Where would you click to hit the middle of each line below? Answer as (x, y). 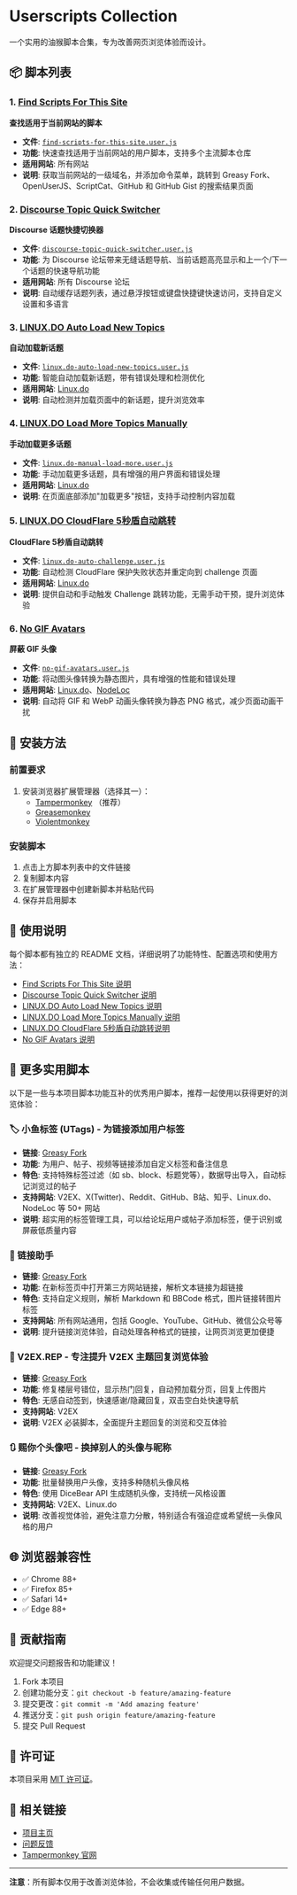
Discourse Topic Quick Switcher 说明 (89, 995)
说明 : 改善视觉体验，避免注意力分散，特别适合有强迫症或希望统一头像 (148, 1515)
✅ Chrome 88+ (49, 1579)
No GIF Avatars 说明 (58, 1039)
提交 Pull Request (53, 1726)
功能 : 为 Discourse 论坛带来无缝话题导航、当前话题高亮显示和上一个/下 (151, 260)
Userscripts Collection (94, 16)
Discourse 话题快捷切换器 (57, 229)
